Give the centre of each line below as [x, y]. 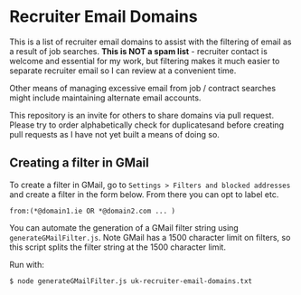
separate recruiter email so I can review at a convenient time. [123, 71]
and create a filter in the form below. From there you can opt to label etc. [144, 194]
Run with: [27, 264]
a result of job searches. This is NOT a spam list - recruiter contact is [139, 51]
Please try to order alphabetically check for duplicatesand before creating [147, 125]
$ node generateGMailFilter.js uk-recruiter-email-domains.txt [131, 281]
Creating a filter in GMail [79, 163]
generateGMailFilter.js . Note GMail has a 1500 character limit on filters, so [150, 237]
